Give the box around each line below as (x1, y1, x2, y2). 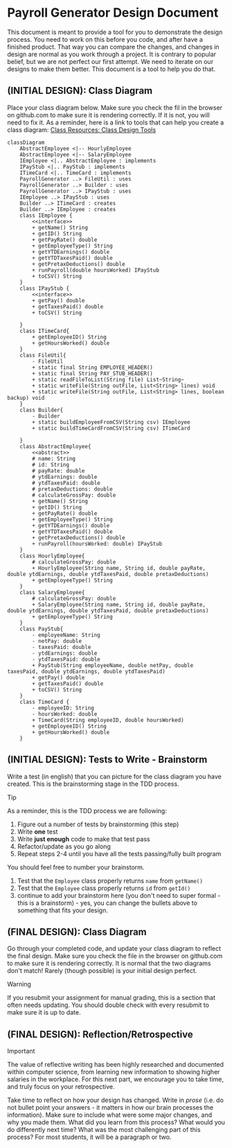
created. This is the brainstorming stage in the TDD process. (7, 780, 179, 788)
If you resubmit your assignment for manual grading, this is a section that (7, 994, 216, 1002)
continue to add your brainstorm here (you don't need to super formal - (17, 891, 221, 899)
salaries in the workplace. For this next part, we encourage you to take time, (7, 1075, 224, 1083)
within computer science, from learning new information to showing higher (7, 1068, 220, 1076)
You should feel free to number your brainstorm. (7, 863, 145, 871)
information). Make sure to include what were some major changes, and (7, 1110, 213, 1120)
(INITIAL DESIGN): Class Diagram (7, 85, 153, 97)
